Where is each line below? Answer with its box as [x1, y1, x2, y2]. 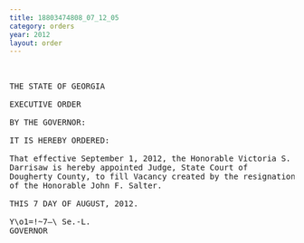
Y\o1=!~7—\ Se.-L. [9, 217, 91, 227]
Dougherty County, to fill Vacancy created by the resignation [9, 172, 296, 182]
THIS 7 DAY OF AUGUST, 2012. [9, 199, 138, 209]
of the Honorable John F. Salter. [9, 181, 163, 191]
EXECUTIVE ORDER [9, 99, 81, 109]
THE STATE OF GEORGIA [9, 81, 106, 91]
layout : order [9, 38, 63, 48]
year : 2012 [9, 30, 51, 39]
